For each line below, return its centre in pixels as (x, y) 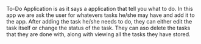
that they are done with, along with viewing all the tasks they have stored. (98, 34)
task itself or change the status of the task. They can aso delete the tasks (98, 28)
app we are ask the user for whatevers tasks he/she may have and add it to (100, 15)
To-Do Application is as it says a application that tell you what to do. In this (100, 9)
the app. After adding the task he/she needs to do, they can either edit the (99, 21)
